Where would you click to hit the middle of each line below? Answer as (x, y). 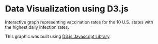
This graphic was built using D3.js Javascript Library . (58, 36)
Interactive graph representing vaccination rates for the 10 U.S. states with (79, 22)
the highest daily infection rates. (37, 27)
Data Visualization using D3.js (67, 9)
